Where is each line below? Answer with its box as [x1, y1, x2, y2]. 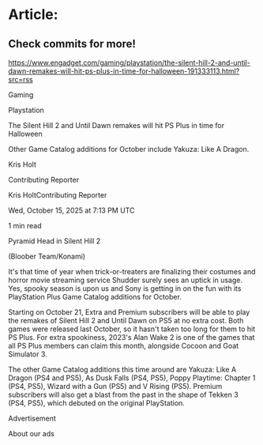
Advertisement [8, 413, 57, 423]
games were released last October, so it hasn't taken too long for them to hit [8, 324, 256, 334]
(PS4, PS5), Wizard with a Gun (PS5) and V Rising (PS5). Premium [8, 382, 223, 390]
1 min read [8, 221, 42, 230]
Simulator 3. [8, 349, 47, 359]
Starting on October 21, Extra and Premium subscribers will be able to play [8, 307, 250, 317]
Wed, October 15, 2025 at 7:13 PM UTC [8, 206, 135, 215]
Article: [8, 6, 58, 24]
